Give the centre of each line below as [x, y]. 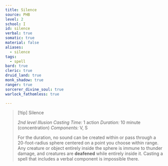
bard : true [17, 66]
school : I [16, 24]
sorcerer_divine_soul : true [35, 89]
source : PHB [18, 15]
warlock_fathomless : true [32, 94]
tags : [11, 57]
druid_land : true [23, 75]
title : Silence [21, 10]
